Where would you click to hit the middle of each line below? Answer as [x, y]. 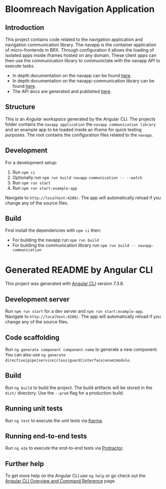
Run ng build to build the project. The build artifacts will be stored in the [79, 388]
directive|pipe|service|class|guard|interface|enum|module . [68, 360]
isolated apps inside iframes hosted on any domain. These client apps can [81, 55]
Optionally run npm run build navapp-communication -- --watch [77, 177]
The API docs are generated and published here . [62, 91]
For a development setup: [31, 162]
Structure [20, 107]
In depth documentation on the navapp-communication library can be [83, 81]
